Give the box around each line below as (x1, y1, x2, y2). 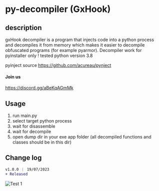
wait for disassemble (12, 123, 55, 129)
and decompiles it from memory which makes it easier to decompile (5, 42, 145, 48)
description (5, 23, 42, 32)
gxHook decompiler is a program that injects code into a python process (5, 36, 154, 42)
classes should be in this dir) (12, 139, 71, 145)
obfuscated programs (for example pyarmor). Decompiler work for (5, 47, 142, 53)
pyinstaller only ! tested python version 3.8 (5, 52, 93, 58)
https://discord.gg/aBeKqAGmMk (5, 85, 73, 91)
